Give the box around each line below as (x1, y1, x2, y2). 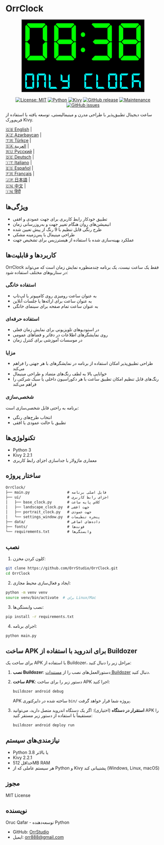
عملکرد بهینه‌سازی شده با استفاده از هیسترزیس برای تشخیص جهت (12, 237, 135, 243)
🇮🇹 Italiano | (5, 159, 32, 165)
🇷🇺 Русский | (5, 148, 35, 154)
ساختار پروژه (5, 471, 41, 479)
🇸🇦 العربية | (5, 143, 29, 149)
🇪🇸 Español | (5, 165, 33, 171)
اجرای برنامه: (12, 623, 37, 629)
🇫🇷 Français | (5, 170, 35, 176)
